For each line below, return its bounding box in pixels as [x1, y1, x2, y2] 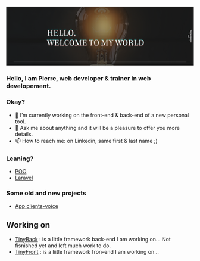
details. [14, 130, 33, 138]
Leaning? [6, 154, 34, 163]
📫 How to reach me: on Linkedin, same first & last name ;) [14, 137, 158, 144]
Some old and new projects [6, 189, 86, 197]
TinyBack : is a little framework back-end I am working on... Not [14, 236, 171, 243]
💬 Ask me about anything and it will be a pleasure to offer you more [14, 124, 180, 131]
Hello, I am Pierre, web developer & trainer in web [6, 74, 151, 83]
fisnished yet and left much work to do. [14, 242, 111, 249]
